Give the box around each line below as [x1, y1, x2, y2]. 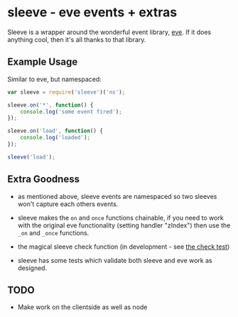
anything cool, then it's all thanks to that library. [7, 35, 146, 43]
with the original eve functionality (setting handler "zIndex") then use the [17, 221, 231, 230]
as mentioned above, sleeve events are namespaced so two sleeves [17, 192, 217, 200]
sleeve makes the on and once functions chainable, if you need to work [17, 213, 224, 222]
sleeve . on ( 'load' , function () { [7, 127, 103, 135]
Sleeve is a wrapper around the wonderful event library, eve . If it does [7, 28, 212, 36]
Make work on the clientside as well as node [17, 303, 148, 311]
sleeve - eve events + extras [7, 4, 178, 21]
